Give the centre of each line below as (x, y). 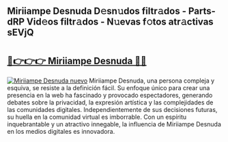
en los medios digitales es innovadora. (61, 131)
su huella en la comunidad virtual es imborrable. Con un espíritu (97, 117)
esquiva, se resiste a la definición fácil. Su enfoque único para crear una (109, 88)
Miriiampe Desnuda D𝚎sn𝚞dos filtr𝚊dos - (97, 11)
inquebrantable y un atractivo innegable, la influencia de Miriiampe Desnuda (114, 124)
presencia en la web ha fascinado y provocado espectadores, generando (110, 95)
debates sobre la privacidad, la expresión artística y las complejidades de (110, 102)
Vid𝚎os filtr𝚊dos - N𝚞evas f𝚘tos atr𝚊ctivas (120, 22)
